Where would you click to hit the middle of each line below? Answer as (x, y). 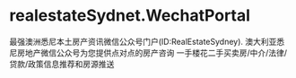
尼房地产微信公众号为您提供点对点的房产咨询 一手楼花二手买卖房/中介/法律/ (148, 52)
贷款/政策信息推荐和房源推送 (62, 64)
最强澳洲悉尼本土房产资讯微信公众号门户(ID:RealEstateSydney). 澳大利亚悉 (147, 41)
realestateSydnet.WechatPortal (130, 16)
